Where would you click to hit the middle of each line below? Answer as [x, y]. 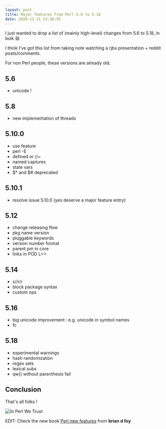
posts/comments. [23, 53]
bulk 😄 [12, 38]
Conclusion [23, 389]
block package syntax [35, 287]
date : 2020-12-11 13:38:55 [33, 19]
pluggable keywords [33, 238]
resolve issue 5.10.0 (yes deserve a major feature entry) [69, 200]
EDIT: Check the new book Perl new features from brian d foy [68, 421]
